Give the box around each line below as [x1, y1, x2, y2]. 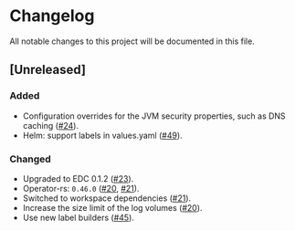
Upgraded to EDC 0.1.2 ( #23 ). [22, 173, 134, 184]
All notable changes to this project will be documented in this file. [9, 36, 256, 47]
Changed [9, 152, 52, 165]
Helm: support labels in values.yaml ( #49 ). [22, 130, 183, 141]
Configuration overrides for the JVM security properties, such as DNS [22, 110, 286, 121]
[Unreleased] [9, 62, 87, 78]
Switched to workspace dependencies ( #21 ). [22, 193, 192, 204]
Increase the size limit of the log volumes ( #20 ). [22, 202, 203, 213]
